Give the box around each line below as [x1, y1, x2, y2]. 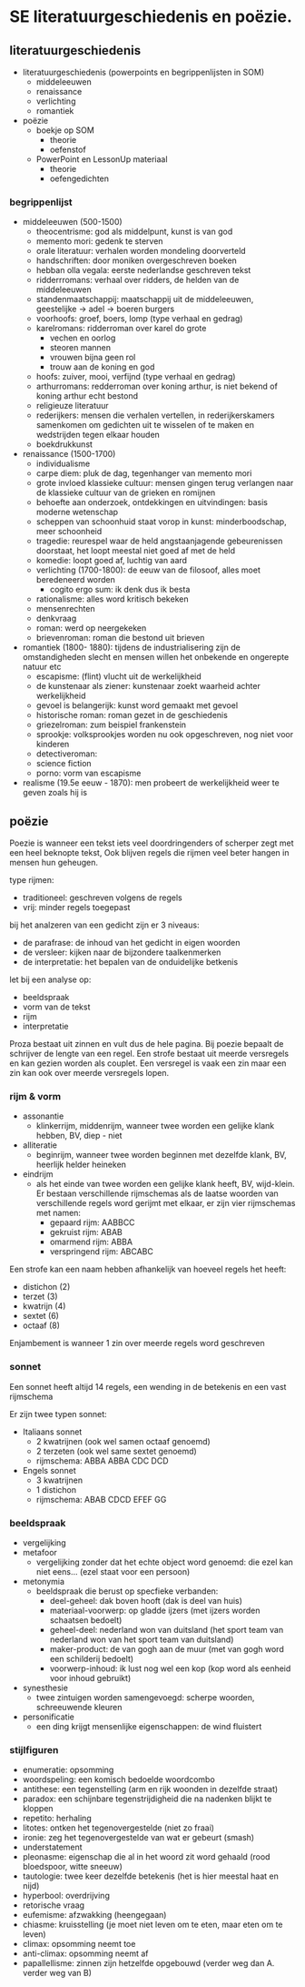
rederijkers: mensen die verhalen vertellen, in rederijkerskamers [35, 410, 275, 421]
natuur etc [22, 662, 62, 673]
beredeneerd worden [35, 574, 116, 585]
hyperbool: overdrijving [22, 1891, 111, 1901]
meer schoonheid [35, 526, 103, 537]
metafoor [22, 1547, 57, 1557]
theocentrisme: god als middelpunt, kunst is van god [35, 226, 233, 238]
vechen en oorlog [49, 332, 116, 343]
